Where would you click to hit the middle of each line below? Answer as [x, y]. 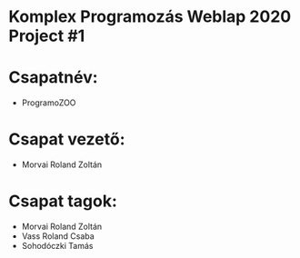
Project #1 [47, 36]
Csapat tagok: [63, 201]
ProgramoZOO [49, 103]
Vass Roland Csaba [58, 236]
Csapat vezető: [67, 139]
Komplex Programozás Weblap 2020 [150, 17]
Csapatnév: [53, 78]
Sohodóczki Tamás [57, 246]
